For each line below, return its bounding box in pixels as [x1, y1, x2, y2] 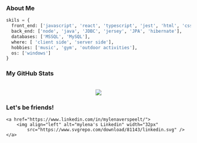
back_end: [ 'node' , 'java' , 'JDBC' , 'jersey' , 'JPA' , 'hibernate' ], [11, 28, 182, 35]
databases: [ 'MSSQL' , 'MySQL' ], [11, 33, 91, 39]
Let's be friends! [6, 103, 54, 111]
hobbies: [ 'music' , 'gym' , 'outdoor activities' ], [11, 45, 138, 50]
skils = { [6, 18, 30, 23]
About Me [6, 4, 35, 12]
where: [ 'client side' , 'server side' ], [11, 39, 114, 45]
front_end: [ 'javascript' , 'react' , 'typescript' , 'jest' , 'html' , [11, 23, 180, 29]
